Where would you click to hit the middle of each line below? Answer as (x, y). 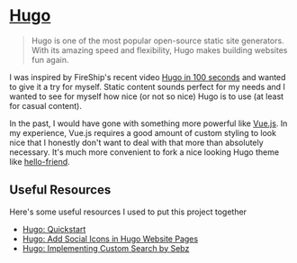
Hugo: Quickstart (54, 229)
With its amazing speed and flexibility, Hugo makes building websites (159, 50)
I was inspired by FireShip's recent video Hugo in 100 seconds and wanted (148, 77)
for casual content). (46, 105)
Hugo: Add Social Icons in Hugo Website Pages (110, 239)
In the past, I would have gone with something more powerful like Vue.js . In (148, 123)
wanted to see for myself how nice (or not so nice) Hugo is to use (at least (147, 96)
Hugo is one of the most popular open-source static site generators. (158, 41)
